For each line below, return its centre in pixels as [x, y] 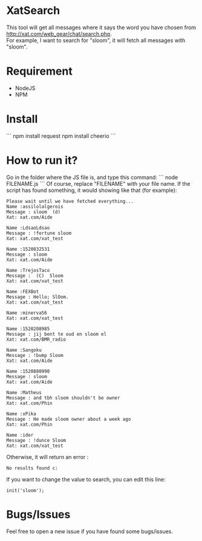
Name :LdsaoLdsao [28, 228]
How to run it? [42, 160]
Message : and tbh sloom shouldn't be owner [63, 398]
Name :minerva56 [27, 313]
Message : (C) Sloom [35, 276]
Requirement [39, 71]
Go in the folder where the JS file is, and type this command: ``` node [92, 177]
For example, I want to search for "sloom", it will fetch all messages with [96, 40]
